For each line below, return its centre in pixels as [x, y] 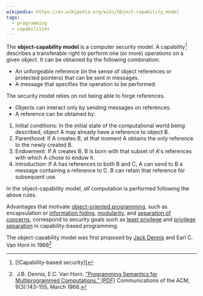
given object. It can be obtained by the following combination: [83, 59]
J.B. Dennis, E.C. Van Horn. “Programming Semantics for [87, 274]
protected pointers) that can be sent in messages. [77, 77]
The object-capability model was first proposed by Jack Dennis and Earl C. [100, 237]
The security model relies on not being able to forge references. [86, 96]
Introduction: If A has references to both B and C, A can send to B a [99, 164]
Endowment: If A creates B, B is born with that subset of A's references [103, 151]
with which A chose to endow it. [55, 157]
